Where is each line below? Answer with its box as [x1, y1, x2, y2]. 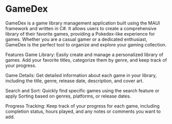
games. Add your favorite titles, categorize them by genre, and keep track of [5, 57, 167, 63]
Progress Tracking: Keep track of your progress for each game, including [5, 103, 160, 109]
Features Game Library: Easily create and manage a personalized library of [5, 52, 163, 58]
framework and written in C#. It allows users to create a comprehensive [5, 25, 157, 31]
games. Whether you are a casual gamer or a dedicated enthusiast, [5, 36, 148, 42]
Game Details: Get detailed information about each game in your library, [5, 72, 157, 78]
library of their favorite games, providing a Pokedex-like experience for [5, 31, 155, 37]
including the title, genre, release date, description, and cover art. [5, 78, 144, 84]
